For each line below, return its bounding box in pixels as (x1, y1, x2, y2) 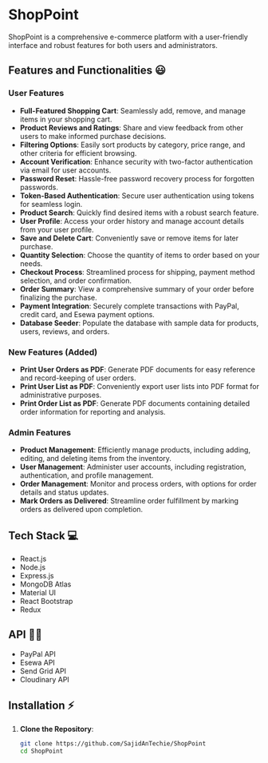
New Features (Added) (8, 346, 98, 357)
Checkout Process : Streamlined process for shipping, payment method (19, 267, 255, 276)
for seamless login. (19, 199, 83, 209)
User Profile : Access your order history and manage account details (19, 216, 245, 225)
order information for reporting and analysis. (19, 407, 166, 416)
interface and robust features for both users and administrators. (8, 40, 218, 50)
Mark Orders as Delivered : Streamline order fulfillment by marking (19, 496, 239, 506)
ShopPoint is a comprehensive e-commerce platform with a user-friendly (8, 32, 249, 42)
